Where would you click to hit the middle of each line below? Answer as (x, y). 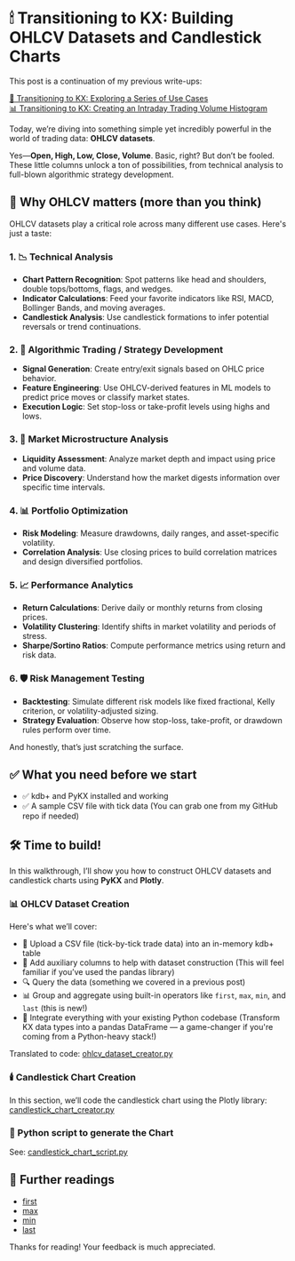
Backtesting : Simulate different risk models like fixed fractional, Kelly (148, 701)
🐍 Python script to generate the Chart (92, 1132)
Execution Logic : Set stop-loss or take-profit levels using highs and (146, 407)
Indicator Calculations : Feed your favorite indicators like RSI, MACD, (147, 299)
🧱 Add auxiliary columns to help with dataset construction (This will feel (153, 962)
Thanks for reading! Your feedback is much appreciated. (112, 1247)
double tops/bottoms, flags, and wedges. (97, 289)
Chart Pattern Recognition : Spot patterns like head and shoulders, (144, 280)
